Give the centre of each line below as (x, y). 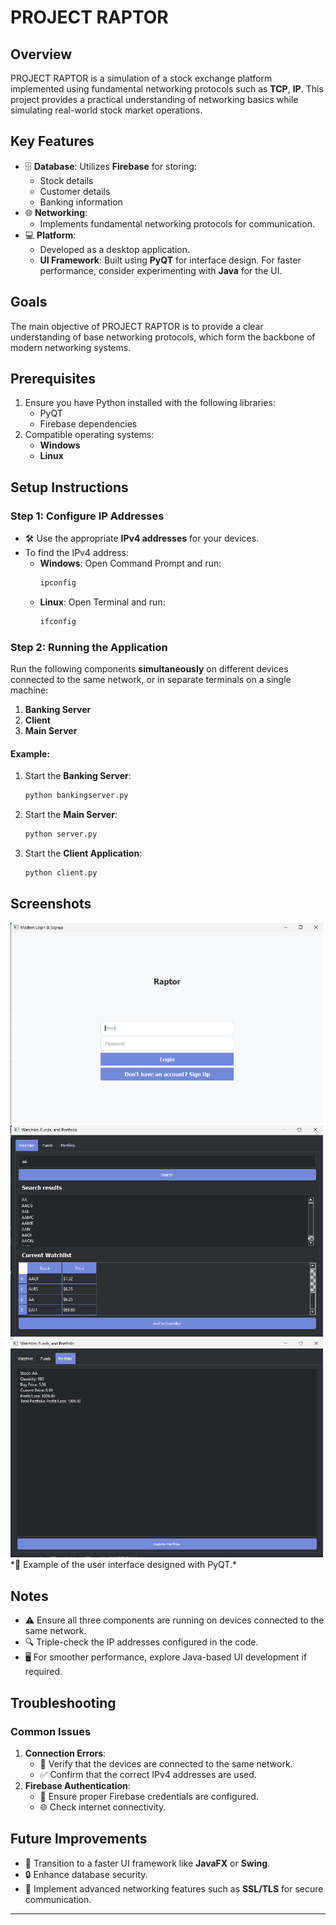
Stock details (66, 180)
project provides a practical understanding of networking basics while (154, 99)
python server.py (61, 834)
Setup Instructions (69, 487)
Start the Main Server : (71, 815)
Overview (41, 54)
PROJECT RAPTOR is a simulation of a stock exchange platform (141, 78)
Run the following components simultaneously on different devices (149, 669)
